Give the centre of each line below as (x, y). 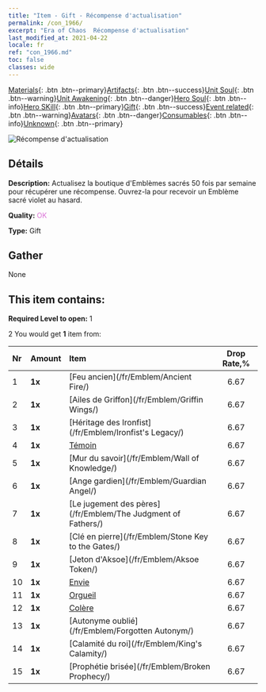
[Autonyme (89, 621)
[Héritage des (94, 423)
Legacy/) (167, 432)
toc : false (26, 60)
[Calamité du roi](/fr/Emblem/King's (135, 644)
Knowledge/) (93, 468)
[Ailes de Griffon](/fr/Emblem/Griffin (136, 400)
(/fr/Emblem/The (100, 514)
